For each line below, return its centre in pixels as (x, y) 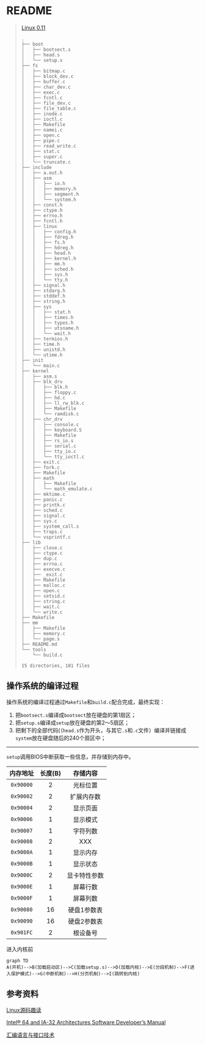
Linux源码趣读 (24, 1010)
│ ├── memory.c (43, 633)
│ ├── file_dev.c (46, 103)
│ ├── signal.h (43, 285)
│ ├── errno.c (42, 564)
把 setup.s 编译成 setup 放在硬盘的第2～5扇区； (72, 723)
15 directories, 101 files (56, 666)
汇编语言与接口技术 (31, 1035)
